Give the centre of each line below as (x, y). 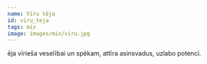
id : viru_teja (28, 20)
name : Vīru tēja (31, 14)
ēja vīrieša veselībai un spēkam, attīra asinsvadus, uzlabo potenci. (104, 53)
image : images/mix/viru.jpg (49, 33)
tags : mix (22, 27)
